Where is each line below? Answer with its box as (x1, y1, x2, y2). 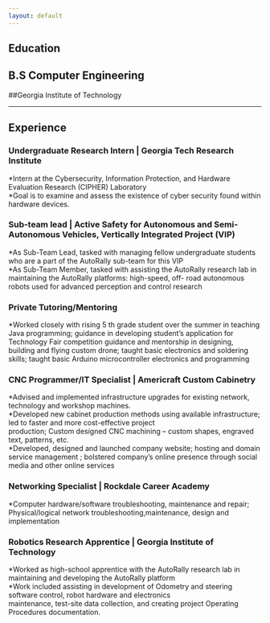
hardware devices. (8, 199, 70, 209)
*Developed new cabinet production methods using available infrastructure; (8, 409, 260, 419)
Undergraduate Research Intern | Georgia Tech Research (8, 146, 235, 157)
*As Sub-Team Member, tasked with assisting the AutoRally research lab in (8, 264, 257, 274)
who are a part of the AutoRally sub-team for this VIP (8, 256, 183, 265)
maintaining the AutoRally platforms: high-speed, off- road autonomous (8, 273, 245, 282)
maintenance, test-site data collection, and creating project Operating (8, 599, 239, 608)
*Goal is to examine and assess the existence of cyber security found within (8, 191, 261, 200)
